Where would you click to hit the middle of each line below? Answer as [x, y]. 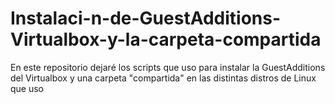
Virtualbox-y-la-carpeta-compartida [166, 39]
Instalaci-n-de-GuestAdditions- [146, 18]
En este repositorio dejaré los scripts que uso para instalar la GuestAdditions [168, 67]
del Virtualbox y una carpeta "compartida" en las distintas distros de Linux [163, 78]
